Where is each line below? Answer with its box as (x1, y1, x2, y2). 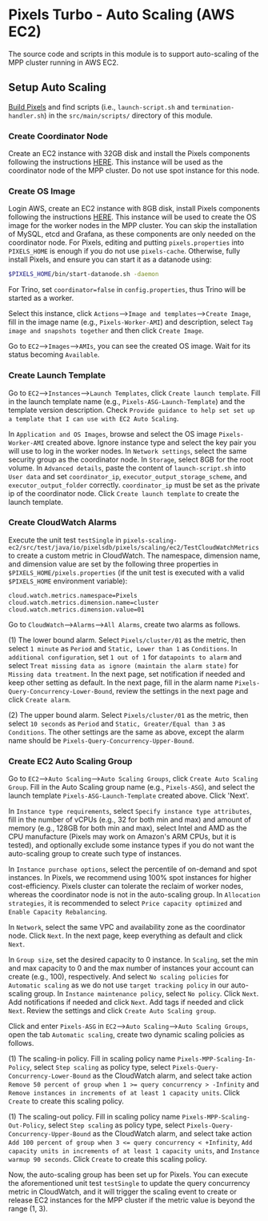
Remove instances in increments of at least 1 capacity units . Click (8, 1088, 241, 1098)
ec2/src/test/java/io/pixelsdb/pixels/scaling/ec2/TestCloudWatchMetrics (8, 543, 260, 551)
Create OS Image (8, 186, 76, 197)
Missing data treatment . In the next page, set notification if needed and (8, 669, 246, 679)
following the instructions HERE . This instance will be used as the (8, 158, 223, 167)
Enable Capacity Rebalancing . (8, 907, 108, 917)
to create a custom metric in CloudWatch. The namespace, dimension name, (8, 550, 261, 560)
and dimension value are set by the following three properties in (8, 558, 218, 569)
